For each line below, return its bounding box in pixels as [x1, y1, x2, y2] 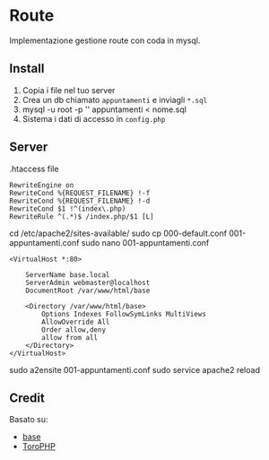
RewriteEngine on [9, 180, 74, 189]
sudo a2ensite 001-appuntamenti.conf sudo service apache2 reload [9, 364, 260, 375]
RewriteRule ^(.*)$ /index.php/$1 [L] [9, 212, 154, 221]
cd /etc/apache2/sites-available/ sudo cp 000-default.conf [9, 228, 227, 239]
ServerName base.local [25, 270, 110, 279]
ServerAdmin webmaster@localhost [25, 278, 151, 287]
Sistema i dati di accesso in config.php [22, 113, 166, 124]
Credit [9, 390, 45, 405]
